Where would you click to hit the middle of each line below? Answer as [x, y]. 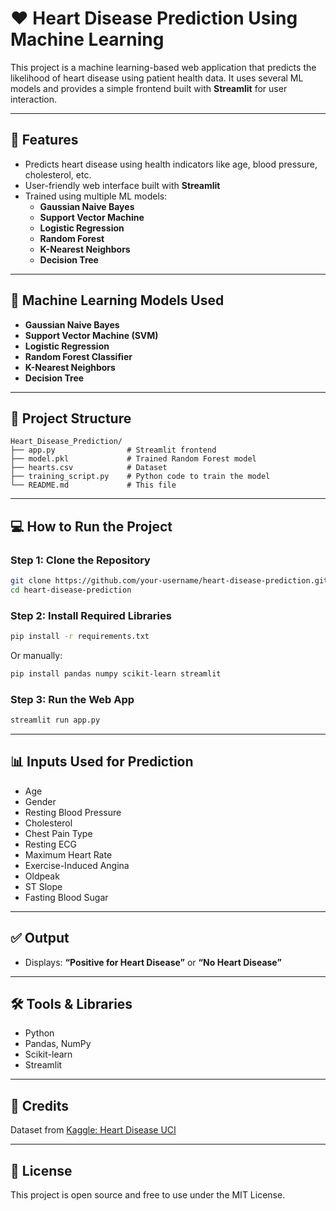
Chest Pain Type [58, 833]
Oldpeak [42, 876]
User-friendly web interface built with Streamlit [122, 185]
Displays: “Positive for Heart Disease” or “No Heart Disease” [153, 962]
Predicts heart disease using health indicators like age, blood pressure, [171, 164]
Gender [40, 801]
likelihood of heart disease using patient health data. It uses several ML [157, 78]
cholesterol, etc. [58, 174]
